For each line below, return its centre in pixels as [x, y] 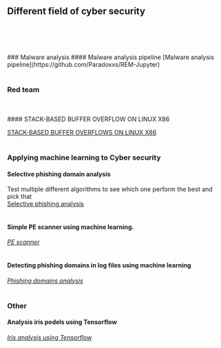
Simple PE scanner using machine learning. [71, 227]
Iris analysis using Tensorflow [50, 337]
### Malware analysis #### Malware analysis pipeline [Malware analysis [111, 57]
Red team [23, 89]
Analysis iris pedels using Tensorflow [62, 322]
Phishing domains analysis [45, 281]
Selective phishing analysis [45, 204]
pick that [20, 197]
